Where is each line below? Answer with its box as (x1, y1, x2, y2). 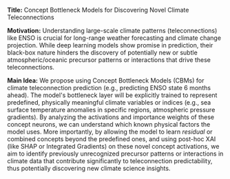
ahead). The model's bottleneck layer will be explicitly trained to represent (7, 91, 218, 99)
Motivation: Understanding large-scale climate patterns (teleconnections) (7, 27, 218, 34)
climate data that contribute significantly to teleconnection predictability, (7, 157, 213, 165)
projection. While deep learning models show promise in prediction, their (7, 41, 213, 49)
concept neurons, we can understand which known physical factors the (7, 120, 211, 128)
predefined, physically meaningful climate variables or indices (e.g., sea (7, 98, 211, 106)
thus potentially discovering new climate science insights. (7, 165, 171, 172)
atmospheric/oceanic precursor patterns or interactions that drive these (7, 56, 211, 64)
